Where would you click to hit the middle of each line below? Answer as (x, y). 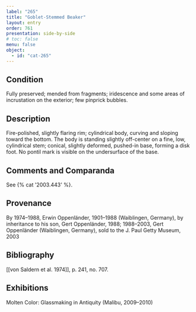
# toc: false (22, 39)
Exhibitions (27, 288)
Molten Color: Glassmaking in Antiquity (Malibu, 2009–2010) (80, 302)
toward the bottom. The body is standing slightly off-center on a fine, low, (96, 139)
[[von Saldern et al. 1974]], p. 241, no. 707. (57, 269)
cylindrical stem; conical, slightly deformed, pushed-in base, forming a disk (98, 146)
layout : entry (24, 22)
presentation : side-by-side (41, 34)
